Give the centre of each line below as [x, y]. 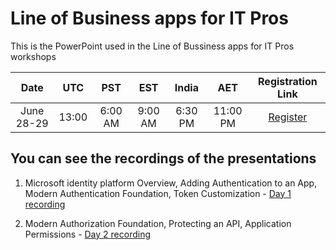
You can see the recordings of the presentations [163, 158]
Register [288, 117]
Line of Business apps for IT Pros [149, 18]
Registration [288, 81]
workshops [33, 56]
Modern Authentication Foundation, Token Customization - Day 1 [158, 193]
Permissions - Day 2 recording [88, 234]
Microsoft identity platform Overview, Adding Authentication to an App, [171, 183]
